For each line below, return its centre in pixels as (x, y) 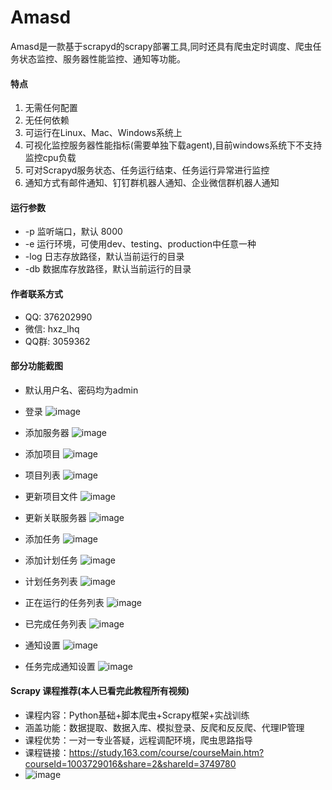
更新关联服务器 (55, 517)
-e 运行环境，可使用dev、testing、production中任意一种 (140, 244)
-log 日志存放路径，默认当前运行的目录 (104, 257)
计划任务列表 (51, 581)
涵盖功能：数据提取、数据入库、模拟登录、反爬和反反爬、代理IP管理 (164, 727)
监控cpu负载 (50, 158)
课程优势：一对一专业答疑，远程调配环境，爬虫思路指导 (138, 740)
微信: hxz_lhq (52, 328)
